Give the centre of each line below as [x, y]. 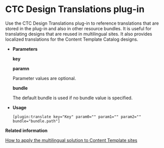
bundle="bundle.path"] [36, 121]
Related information [26, 130]
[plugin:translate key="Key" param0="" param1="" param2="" [77, 117]
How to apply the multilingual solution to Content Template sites [71, 140]
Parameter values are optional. [44, 78]
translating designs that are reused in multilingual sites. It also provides [79, 34]
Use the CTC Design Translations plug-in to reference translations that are [82, 23]
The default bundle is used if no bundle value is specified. [72, 98]
